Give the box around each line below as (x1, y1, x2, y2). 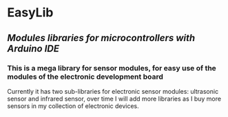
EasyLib (7, 5, 54, 21)
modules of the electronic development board (7, 72, 163, 81)
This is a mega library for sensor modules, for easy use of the (7, 63, 217, 73)
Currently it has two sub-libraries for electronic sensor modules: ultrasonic (7, 87, 219, 95)
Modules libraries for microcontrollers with (7, 32, 196, 44)
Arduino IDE (7, 42, 60, 54)
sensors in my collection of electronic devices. (7, 101, 139, 110)
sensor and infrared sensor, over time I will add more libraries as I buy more (7, 94, 222, 103)
